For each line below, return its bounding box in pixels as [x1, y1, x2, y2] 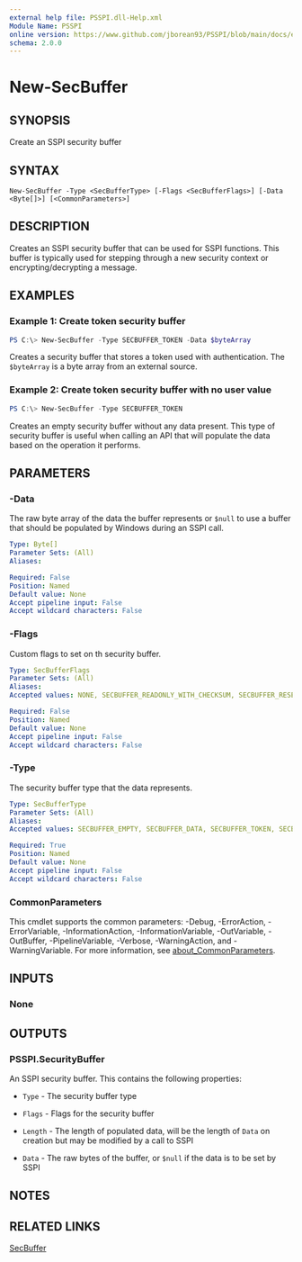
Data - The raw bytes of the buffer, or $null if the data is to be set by [22, 1152, 277, 1163]
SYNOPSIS [9, 113, 71, 128]
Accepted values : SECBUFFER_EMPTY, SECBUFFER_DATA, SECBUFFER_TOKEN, [9, 825, 276, 834]
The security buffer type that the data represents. [9, 782, 193, 793]
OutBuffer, [9, 935, 48, 946]
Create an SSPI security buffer [9, 137, 122, 148]
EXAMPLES [9, 288, 75, 303]
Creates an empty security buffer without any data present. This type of [9, 420, 276, 431]
